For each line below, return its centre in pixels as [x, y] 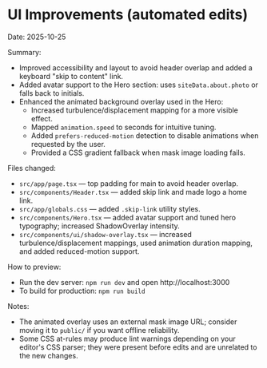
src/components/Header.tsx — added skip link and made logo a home [133, 192]
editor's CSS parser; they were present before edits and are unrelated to [138, 347]
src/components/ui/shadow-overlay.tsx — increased [106, 234]
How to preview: [34, 267]
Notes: [18, 306]
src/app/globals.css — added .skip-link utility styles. [110, 208]
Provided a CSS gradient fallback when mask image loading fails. [138, 152]
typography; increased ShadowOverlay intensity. [100, 226]
